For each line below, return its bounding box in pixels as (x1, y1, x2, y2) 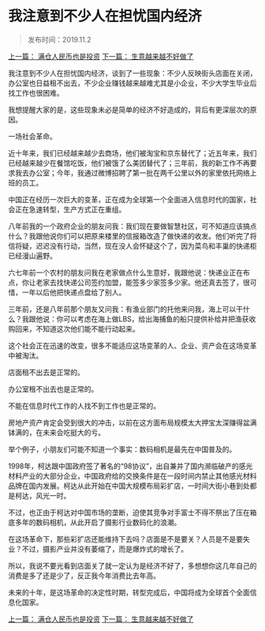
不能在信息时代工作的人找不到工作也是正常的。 (8, 400, 160, 411)
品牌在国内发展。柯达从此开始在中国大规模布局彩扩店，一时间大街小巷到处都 (8, 481, 257, 490)
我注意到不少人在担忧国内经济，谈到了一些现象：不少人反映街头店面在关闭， (8, 68, 257, 77)
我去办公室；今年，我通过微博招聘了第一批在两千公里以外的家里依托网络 (14, 167, 250, 178)
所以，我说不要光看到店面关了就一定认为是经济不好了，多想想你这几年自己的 (8, 561, 257, 570)
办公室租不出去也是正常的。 (8, 384, 99, 393)
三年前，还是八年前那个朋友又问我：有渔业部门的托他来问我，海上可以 (8, 304, 237, 314)
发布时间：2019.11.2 (27, 35, 91, 44)
